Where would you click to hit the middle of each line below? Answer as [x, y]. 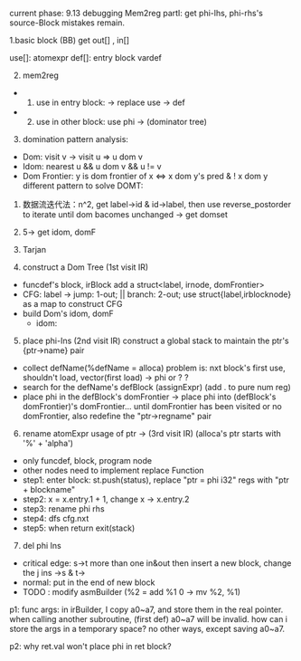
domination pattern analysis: [75, 139]
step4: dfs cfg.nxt [56, 518]
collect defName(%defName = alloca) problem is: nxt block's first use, [154, 368]
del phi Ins [42, 546]
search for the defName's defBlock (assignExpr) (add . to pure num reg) [156, 387]
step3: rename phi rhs [64, 509]
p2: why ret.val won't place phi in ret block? [90, 646]
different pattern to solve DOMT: [83, 186]
